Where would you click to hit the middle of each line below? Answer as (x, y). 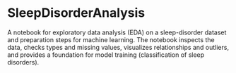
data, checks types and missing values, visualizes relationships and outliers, (118, 47)
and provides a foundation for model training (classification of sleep (106, 55)
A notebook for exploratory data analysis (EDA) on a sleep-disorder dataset (117, 32)
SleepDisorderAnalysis (76, 13)
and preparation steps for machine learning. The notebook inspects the (111, 39)
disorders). (23, 62)
